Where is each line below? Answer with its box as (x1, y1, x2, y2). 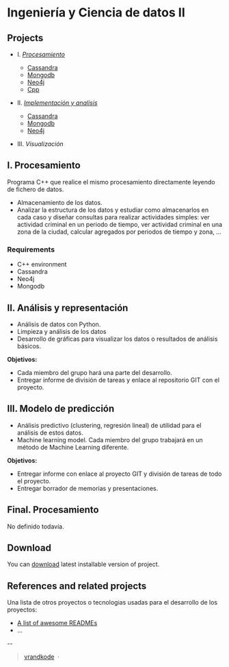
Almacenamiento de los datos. (16, 198, 103, 206)
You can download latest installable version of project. (7, 560, 160, 568)
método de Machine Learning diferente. (16, 443, 129, 451)
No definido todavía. (7, 522, 64, 531)
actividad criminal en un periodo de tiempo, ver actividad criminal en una (16, 220, 223, 228)
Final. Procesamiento (7, 504, 99, 516)
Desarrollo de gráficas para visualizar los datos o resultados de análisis (16, 335, 218, 343)
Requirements (7, 245, 55, 254)
